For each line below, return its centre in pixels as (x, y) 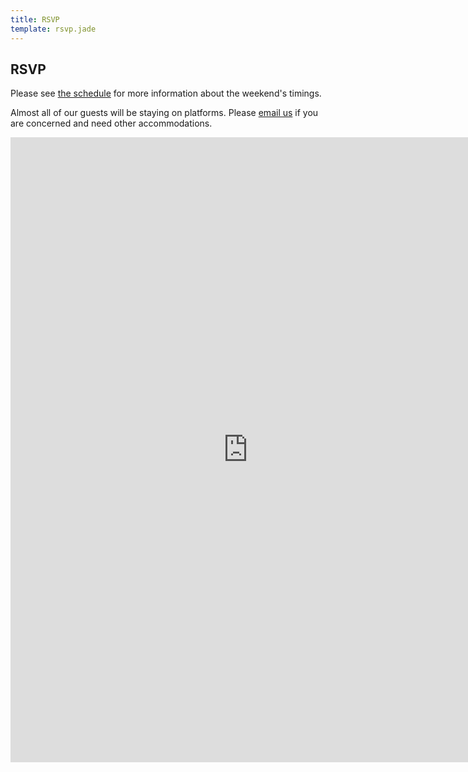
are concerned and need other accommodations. (111, 123)
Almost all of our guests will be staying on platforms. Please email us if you (164, 113)
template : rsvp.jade (53, 29)
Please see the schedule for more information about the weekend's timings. (166, 93)
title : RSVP (35, 19)
